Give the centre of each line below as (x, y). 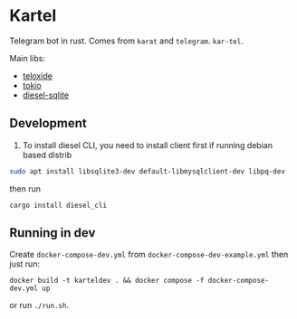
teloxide (37, 75)
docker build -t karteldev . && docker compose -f (107, 281)
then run (25, 188)
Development (48, 123)
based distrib (47, 155)
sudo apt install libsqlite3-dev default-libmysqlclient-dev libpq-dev (147, 171)
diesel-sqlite (46, 95)
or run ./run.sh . (39, 305)
